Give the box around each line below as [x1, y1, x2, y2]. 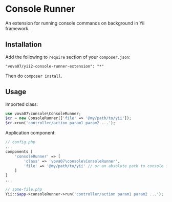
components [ [5, 149, 33, 154]
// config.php [5, 140, 36, 145]
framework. [5, 25, 30, 31]
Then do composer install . [5, 73, 62, 79]
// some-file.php [5, 187, 42, 192]
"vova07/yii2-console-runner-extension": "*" [5, 63, 104, 69]
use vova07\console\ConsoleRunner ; [5, 111, 81, 116]
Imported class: [5, 101, 38, 107]
